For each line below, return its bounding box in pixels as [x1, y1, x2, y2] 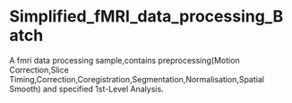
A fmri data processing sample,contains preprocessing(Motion [9, 55, 240, 65]
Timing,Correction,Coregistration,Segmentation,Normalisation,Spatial [9, 73, 264, 84]
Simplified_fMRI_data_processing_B [9, 6, 284, 27]
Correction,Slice [9, 64, 69, 75]
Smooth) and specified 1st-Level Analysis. [9, 83, 164, 94]
